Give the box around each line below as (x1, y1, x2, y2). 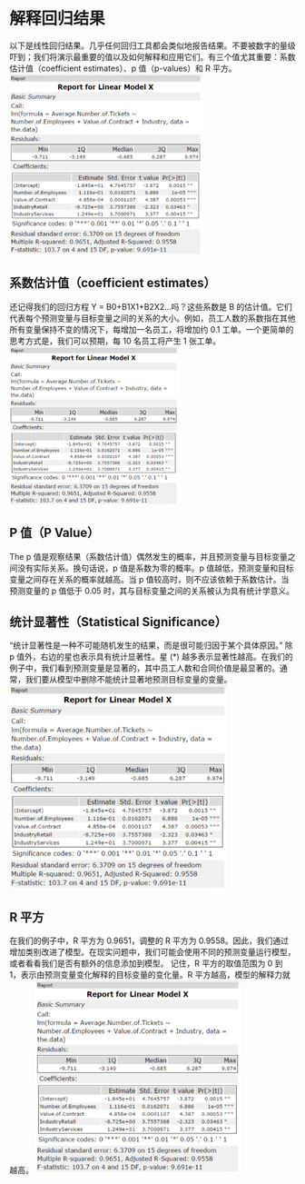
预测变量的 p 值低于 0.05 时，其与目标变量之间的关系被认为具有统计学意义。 (9, 585, 295, 596)
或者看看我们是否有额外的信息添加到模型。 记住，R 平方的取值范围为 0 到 (9, 958, 283, 969)
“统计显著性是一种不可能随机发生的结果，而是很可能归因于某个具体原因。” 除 (9, 640, 293, 651)
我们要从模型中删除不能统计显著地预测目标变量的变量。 (25, 674, 232, 685)
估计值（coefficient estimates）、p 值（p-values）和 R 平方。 (9, 63, 238, 74)
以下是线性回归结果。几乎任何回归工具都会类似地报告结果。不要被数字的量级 (9, 40, 296, 51)
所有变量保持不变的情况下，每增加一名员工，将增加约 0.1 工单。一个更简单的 (9, 323, 294, 334)
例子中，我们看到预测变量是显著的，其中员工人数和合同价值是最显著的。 (9, 662, 280, 673)
